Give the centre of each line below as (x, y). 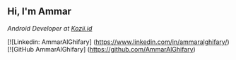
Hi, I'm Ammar (40, 12)
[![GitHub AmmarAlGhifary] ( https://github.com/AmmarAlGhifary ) (101, 49)
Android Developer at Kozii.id (50, 28)
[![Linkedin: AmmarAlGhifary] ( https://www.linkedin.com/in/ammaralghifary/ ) (118, 42)
